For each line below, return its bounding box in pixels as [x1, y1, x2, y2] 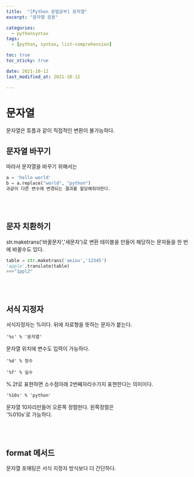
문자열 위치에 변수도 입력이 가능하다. [6, 345, 90, 353]
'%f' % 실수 [6, 370, 33, 376]
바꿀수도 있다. [12, 245, 44, 252]
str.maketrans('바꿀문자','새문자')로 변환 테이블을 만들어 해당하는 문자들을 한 [6, 238, 182, 245]
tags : [6, 36, 19, 42]
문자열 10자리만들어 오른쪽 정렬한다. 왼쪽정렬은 [6, 404, 114, 411]
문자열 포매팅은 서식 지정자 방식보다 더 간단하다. [6, 465, 117, 472]
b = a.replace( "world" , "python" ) [6, 180, 91, 187]
